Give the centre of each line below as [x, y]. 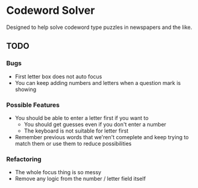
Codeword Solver [51, 11]
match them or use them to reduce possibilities [73, 143]
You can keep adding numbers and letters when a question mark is [98, 83]
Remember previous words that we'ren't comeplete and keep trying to [102, 137]
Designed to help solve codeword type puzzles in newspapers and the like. [99, 27]
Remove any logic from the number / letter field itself [80, 179]
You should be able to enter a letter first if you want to [82, 117]
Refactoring [24, 159]
